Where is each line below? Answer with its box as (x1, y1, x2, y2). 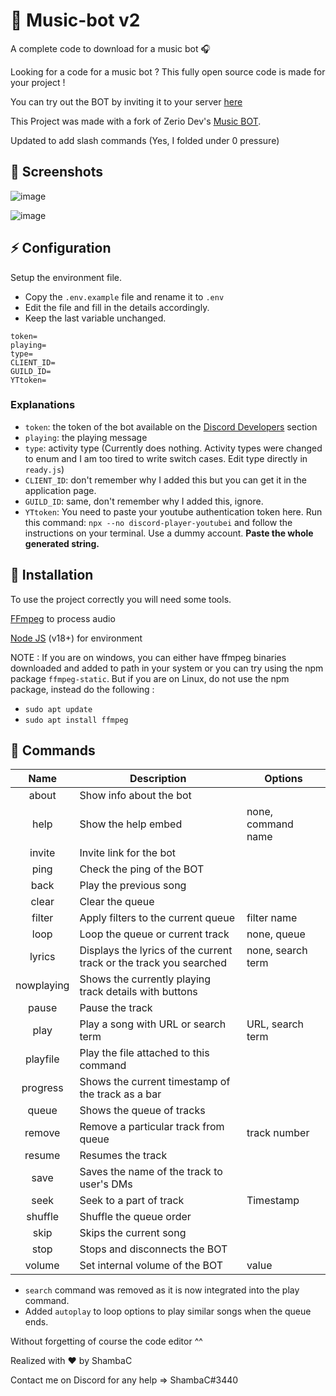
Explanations (10, 398, 76, 412)
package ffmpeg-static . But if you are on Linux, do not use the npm (10, 672, 290, 684)
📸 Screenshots (10, 164, 104, 181)
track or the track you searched (79, 956, 227, 970)
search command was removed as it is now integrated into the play (24, 1284, 300, 1296)
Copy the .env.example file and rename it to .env (24, 290, 225, 303)
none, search (246, 944, 308, 958)
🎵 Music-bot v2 (10, 9, 141, 32)
